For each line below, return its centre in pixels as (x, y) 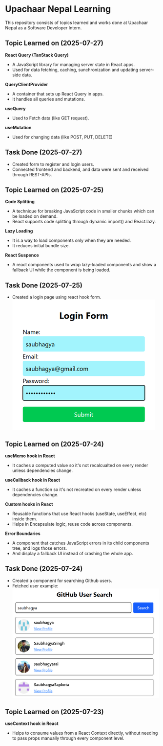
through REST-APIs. (32, 174)
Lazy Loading (19, 231)
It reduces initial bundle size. (41, 246)
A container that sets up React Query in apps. (58, 93)
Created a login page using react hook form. (57, 297)
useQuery (15, 108)
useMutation (18, 127)
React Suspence (22, 255)
